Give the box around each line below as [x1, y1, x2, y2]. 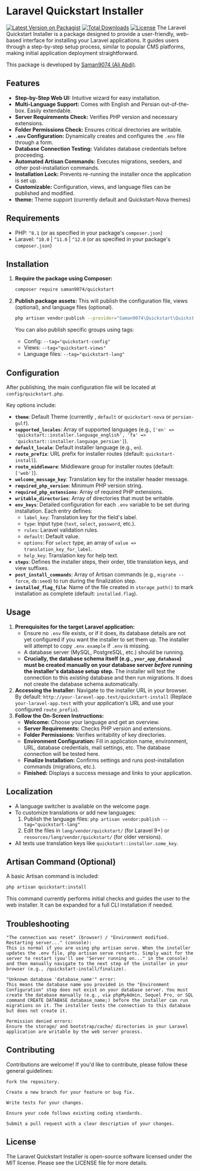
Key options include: [6, 401, 57, 408]
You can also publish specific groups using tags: [14, 326, 134, 333]
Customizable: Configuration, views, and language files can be [14, 183, 171, 190]
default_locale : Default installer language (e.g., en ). [14, 444, 143, 451]
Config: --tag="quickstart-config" [23, 338, 110, 345]
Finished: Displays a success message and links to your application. [23, 769, 192, 776]
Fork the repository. [6, 1078, 60, 1085]
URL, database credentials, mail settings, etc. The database [23, 743, 170, 751]
